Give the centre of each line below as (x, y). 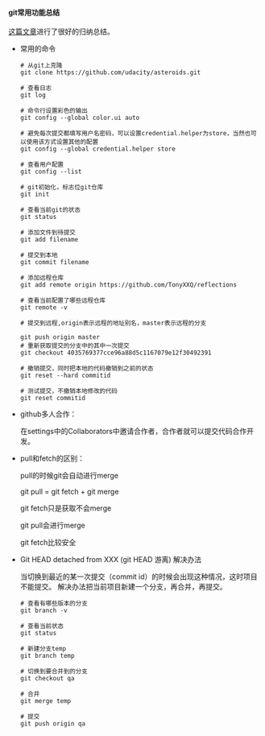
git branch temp (47, 656)
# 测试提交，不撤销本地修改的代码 (69, 391)
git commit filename (54, 263)
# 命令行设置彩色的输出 (54, 111)
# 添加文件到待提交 (48, 233)
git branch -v (43, 611)
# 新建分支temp (43, 649)
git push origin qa (53, 724)
